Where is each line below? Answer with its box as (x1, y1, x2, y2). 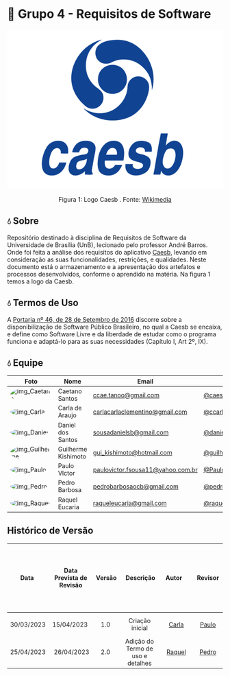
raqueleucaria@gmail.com (92, 499, 167, 507)
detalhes (127, 659, 152, 667)
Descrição (125, 574, 155, 582)
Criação (128, 617, 151, 625)
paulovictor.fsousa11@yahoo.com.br (92, 465, 198, 474)
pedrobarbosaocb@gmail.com (92, 482, 179, 490)
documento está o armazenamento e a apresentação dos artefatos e (7, 262, 201, 270)
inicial (131, 624, 149, 632)
